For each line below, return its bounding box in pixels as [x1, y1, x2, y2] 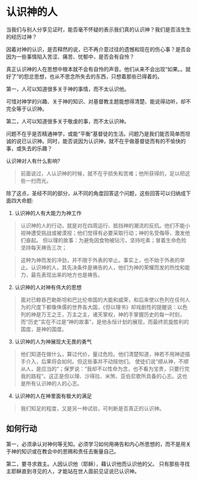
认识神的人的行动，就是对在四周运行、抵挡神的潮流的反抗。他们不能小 [20, 221, 191, 229]
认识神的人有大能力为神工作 [14, 209, 82, 216]
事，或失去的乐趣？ [6, 145, 53, 152]
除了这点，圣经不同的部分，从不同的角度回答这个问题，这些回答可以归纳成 [6, 189, 186, 197]
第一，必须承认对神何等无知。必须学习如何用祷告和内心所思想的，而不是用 [6, 440, 186, 447]
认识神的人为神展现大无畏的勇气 [14, 338, 92, 345]
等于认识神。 [16, 105, 47, 112]
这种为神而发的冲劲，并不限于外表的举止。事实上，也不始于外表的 [20, 256, 180, 263]
